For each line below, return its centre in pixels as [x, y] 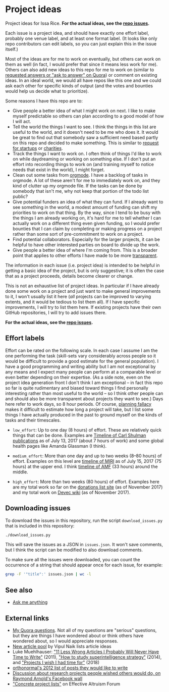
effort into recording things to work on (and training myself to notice [83, 164]
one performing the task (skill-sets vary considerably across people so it [81, 356]
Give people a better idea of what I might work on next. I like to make [84, 111]
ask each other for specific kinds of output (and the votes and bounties [79, 86]
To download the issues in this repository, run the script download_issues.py [84, 520]
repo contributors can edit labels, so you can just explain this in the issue [81, 43]
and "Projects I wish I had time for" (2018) [56, 662]
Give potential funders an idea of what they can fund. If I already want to [88, 202]
